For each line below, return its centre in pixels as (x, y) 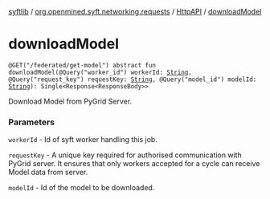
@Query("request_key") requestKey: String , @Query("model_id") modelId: (133, 79)
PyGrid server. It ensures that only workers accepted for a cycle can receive (134, 164)
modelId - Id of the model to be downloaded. (82, 188)
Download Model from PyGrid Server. (70, 101)
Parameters (31, 122)
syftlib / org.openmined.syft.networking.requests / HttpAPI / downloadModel (135, 12)
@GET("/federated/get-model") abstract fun (82, 65)
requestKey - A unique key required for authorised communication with (125, 155)
